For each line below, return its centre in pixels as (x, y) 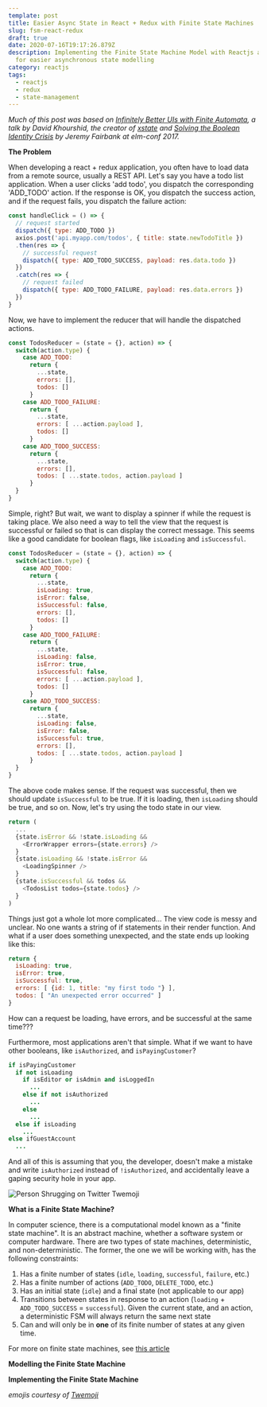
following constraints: (44, 1259)
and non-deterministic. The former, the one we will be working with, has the (132, 1250)
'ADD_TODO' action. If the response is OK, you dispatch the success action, (132, 193)
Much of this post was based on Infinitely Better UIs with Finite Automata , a (132, 119)
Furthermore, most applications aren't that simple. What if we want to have (130, 1042)
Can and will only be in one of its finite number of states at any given (132, 1325)
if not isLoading (44, 1072)
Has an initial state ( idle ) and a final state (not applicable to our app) (132, 1291)
